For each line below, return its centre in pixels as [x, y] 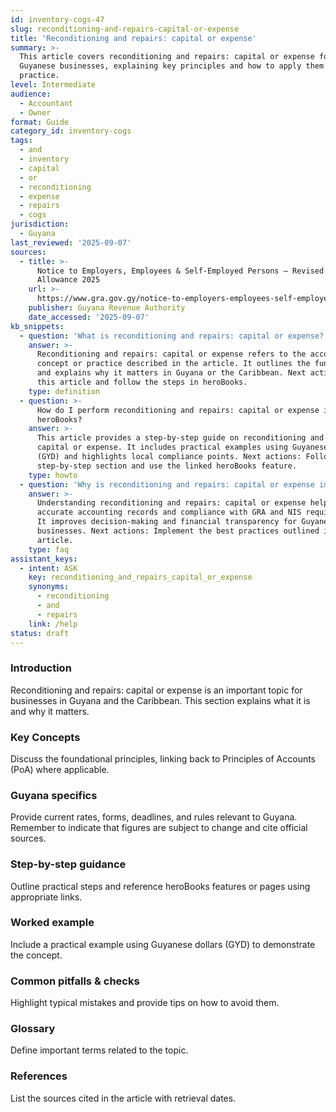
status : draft [40, 633]
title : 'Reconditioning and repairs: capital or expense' [133, 38]
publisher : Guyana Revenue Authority [107, 308]
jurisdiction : [40, 224]
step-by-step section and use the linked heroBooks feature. [167, 466]
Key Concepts [45, 737]
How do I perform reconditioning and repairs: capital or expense [178, 410]
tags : [21, 141]
